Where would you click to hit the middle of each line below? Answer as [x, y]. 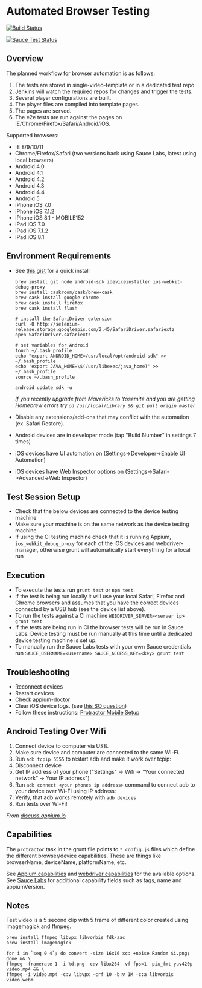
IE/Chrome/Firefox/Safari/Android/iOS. [63, 123]
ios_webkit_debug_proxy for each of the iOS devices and [85, 543]
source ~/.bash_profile [45, 377]
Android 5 [27, 198]
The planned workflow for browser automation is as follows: [81, 73]
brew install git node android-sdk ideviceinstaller [83, 282]
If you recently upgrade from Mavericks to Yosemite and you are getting [105, 399]
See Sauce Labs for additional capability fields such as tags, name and [94, 880]
